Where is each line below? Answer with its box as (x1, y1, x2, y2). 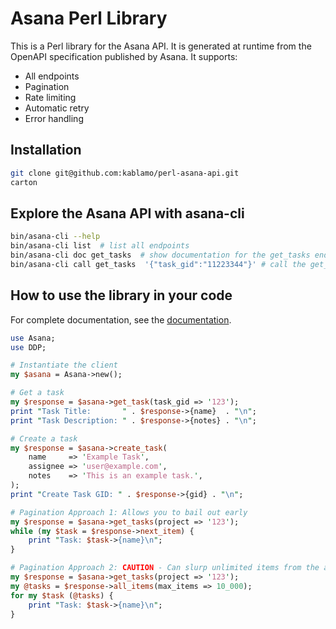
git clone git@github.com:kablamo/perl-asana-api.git (10, 168, 240, 178)
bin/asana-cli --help (10, 232, 101, 242)
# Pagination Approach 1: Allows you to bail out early (10, 507, 248, 517)
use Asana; (10, 333, 56, 343)
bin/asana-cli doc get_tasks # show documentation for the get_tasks (10, 250, 311, 261)
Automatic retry (24, 102, 90, 114)
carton (10, 177, 38, 187)
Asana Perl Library (10, 7, 168, 30)
